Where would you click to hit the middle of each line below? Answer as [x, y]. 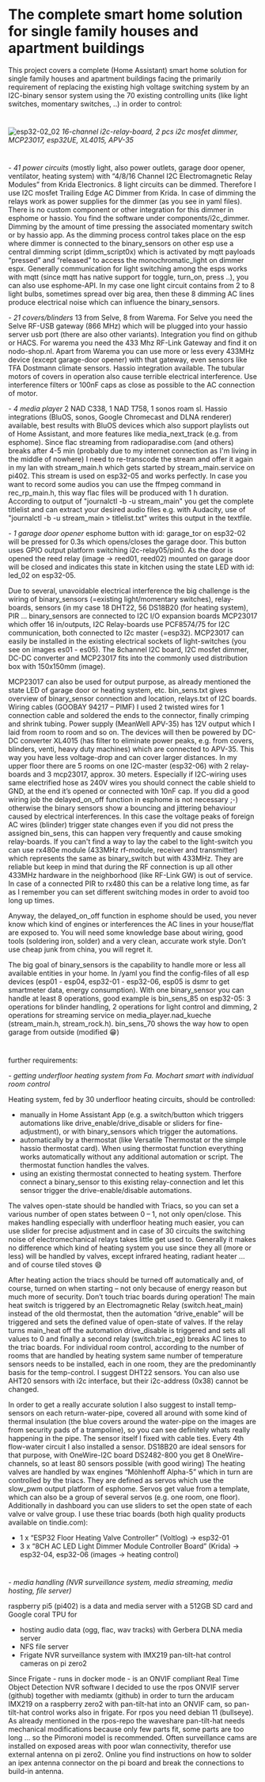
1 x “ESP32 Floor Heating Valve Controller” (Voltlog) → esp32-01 [124, 1537]
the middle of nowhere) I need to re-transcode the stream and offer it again [131, 459]
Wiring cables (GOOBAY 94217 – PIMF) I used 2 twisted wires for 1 [116, 707]
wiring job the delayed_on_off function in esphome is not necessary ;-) [123, 800]
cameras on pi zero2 [53, 1663]
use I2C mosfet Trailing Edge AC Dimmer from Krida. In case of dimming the [132, 193]
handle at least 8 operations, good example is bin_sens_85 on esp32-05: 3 [130, 998]
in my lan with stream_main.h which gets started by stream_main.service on [132, 468]
